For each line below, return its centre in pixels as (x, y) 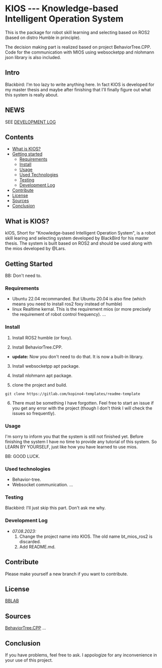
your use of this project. (29, 660)
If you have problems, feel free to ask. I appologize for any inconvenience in (81, 655)
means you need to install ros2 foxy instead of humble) (67, 304)
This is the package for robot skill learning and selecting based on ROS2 (77, 32)
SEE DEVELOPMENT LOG (30, 122)
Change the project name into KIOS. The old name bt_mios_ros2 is (86, 536)
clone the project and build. (39, 385)
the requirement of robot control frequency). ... (59, 314)
